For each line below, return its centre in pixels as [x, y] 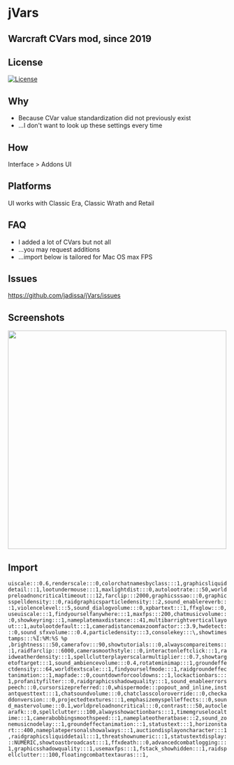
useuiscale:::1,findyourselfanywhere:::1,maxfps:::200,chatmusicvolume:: [118, 614]
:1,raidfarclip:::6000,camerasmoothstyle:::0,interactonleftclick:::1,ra [118, 651]
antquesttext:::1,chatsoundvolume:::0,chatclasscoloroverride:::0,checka [118, 694]
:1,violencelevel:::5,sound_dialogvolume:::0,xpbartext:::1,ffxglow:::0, [118, 608]
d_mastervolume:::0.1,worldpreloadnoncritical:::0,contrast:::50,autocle [118, 706]
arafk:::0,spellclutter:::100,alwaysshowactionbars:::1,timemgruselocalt [118, 712]
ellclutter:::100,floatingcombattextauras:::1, [79, 755]
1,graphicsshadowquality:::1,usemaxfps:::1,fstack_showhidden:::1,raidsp [118, 749]
